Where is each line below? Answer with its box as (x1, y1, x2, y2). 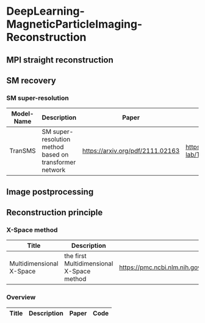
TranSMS (9, 147, 36, 155)
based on (41, 150, 69, 159)
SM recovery (6, 75, 56, 86)
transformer (41, 158, 76, 166)
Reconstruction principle (6, 207, 103, 218)
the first (63, 252, 87, 261)
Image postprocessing (6, 187, 94, 197)
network (41, 166, 66, 174)
